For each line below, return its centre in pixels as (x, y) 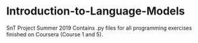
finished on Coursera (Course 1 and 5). (55, 34)
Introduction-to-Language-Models (96, 11)
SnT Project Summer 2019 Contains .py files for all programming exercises (99, 28)
